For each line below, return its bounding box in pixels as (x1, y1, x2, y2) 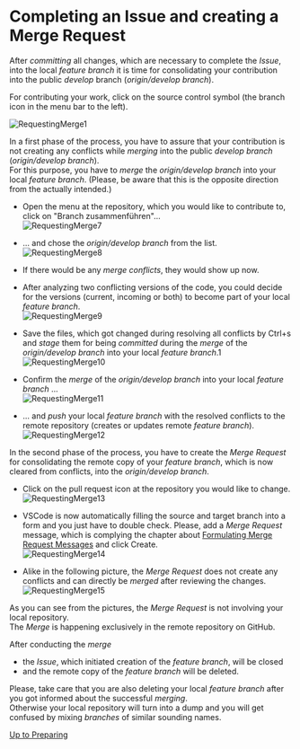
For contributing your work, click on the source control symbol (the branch (9, 92, 286, 102)
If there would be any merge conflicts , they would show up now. (22, 264, 260, 275)
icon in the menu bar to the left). (9, 101, 128, 111)
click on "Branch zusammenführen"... (22, 210, 162, 221)
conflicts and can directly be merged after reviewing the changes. (22, 575, 267, 586)
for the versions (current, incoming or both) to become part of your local (22, 291, 290, 302)
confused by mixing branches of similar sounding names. (9, 711, 222, 722)
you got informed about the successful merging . (9, 692, 189, 703)
